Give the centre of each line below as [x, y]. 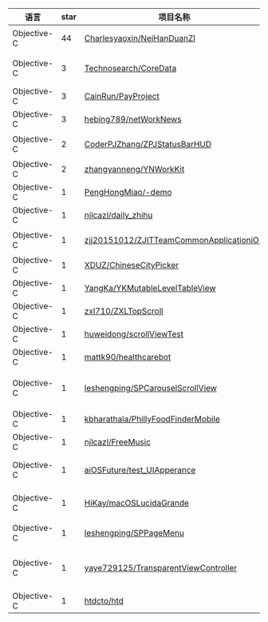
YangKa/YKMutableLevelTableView [150, 288]
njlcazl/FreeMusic [118, 442]
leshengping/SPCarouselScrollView [151, 388]
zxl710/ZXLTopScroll [124, 311]
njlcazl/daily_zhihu [118, 215]
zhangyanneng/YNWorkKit [134, 169]
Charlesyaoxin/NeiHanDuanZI [140, 38]
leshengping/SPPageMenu [134, 533]
